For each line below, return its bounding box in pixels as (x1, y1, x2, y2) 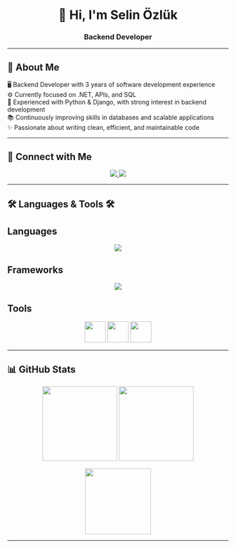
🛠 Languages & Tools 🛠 (7, 198, 115, 210)
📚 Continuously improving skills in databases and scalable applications (7, 113, 214, 122)
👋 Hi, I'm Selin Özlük (58, 7, 178, 23)
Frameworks (7, 264, 64, 276)
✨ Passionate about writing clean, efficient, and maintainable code (7, 123, 200, 132)
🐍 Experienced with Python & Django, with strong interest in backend (7, 98, 207, 107)
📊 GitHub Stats (7, 363, 76, 375)
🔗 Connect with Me (7, 151, 93, 163)
